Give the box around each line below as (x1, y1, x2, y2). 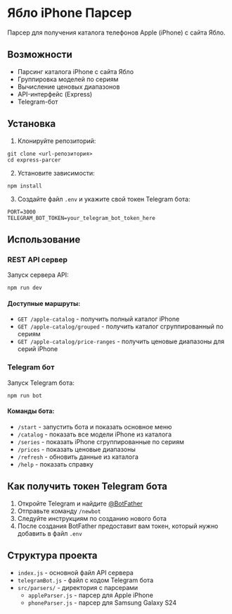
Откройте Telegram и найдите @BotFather (17, 499, 143, 508)
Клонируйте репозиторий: (17, 136, 96, 145)
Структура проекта (7, 550, 98, 562)
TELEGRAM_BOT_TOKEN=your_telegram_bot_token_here (7, 214, 156, 221)
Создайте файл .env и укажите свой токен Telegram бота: (17, 195, 191, 203)
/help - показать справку (17, 460, 94, 468)
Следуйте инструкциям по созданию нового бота (17, 514, 167, 522)
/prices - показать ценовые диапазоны (17, 445, 136, 453)
